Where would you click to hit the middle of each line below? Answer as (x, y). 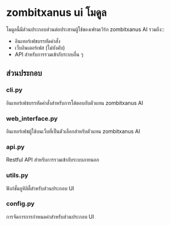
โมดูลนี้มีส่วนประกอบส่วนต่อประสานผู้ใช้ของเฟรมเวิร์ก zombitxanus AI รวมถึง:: (85, 29)
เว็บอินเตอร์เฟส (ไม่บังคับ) (40, 48)
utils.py (17, 176)
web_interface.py (32, 118)
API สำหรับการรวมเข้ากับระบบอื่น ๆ (49, 54)
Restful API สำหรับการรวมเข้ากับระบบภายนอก (53, 160)
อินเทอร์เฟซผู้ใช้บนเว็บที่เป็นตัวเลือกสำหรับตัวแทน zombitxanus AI (73, 131)
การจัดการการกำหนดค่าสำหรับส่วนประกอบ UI (50, 216)
